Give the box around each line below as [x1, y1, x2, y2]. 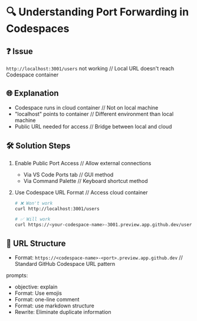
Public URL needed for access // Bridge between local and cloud [14, 123, 172, 130]
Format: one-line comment [14, 296, 80, 303]
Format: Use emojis [14, 289, 62, 297]
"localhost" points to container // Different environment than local [14, 110, 174, 117]
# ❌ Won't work [14, 200, 53, 206]
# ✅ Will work [14, 216, 51, 223]
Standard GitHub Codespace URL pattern [14, 260, 116, 267]
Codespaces [6, 22, 70, 36]
